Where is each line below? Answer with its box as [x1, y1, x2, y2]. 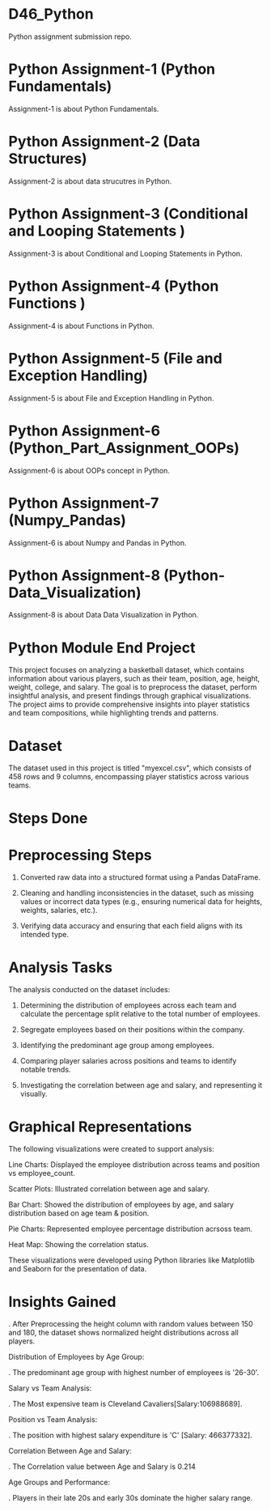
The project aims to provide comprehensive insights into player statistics [8, 699, 251, 709]
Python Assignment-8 [8, 566, 160, 584]
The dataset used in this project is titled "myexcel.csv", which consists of [8, 763, 252, 773]
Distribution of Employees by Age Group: [8, 1352, 145, 1362]
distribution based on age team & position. [8, 1208, 150, 1218]
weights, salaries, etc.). [19, 906, 98, 915]
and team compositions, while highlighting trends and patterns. [8, 708, 218, 718]
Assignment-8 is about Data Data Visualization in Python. [8, 610, 199, 620]
